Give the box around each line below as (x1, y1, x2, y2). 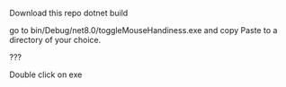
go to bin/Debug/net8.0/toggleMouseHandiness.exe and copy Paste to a (9, 25, 278, 35)
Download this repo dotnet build (9, 8, 129, 18)
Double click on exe (9, 69, 83, 80)
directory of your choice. (9, 35, 102, 45)
